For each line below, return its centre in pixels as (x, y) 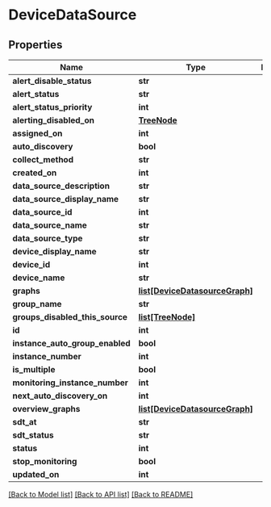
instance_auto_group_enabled (71, 343)
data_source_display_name (66, 199)
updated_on (36, 474)
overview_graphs (46, 409)
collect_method (43, 159)
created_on (35, 173)
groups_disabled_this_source (70, 317)
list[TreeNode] (167, 317)
